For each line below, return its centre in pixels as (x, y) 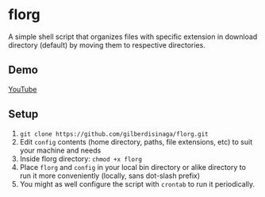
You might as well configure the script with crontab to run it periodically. (137, 183)
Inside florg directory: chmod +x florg (81, 158)
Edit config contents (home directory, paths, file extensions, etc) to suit (136, 141)
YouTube (23, 89)
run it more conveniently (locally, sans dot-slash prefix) (110, 176)
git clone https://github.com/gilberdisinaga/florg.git (114, 134)
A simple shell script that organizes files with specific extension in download (133, 37)
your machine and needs (60, 150)
